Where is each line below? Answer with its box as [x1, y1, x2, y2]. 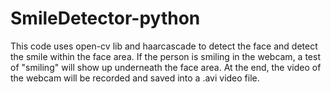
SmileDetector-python [10, 7, 201, 30]
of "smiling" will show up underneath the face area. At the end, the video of [10, 61, 322, 73]
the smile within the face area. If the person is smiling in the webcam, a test [10, 50, 321, 62]
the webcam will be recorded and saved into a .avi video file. [10, 72, 260, 84]
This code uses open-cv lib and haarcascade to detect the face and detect [10, 40, 318, 52]
